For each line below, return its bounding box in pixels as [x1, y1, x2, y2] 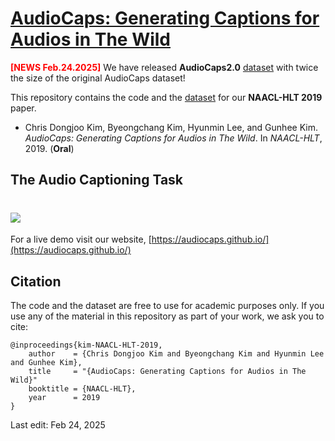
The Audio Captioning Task [10, 172, 184, 189]
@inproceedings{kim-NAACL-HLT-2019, [10, 340, 163, 351]
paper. [10, 102, 37, 114]
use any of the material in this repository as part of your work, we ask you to [10, 310, 325, 322]
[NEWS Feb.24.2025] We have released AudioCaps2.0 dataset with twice [10, 61, 319, 73]
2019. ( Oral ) [24, 142, 75, 154]
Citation [10, 273, 62, 290]
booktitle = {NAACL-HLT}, [28, 384, 137, 394]
